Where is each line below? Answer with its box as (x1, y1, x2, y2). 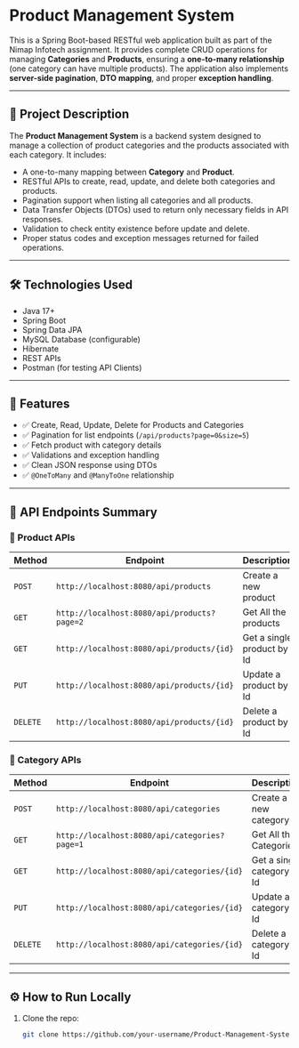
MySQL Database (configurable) (21, 334, 141, 344)
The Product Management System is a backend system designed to (9, 130, 262, 141)
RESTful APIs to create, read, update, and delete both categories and (21, 175, 276, 187)
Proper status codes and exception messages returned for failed (21, 232, 260, 243)
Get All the (242, 606, 287, 618)
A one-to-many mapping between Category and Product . (21, 166, 235, 177)
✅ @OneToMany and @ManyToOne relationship (21, 470, 175, 480)
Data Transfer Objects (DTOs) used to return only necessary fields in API (21, 204, 289, 214)
